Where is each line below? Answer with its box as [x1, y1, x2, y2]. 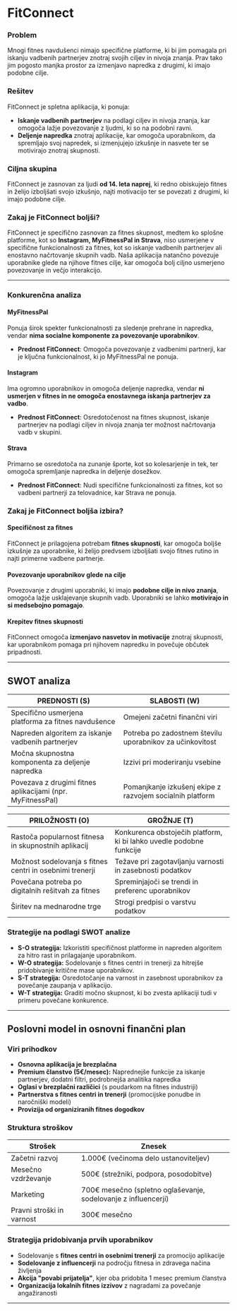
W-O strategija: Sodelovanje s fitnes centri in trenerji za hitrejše [17, 959, 204, 967]
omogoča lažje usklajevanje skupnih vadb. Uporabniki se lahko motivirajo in [7, 593, 229, 602]
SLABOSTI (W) [149, 696, 200, 706]
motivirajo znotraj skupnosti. [17, 146, 100, 155]
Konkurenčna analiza [7, 290, 82, 300]
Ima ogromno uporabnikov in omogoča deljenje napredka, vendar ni [7, 384, 205, 393]
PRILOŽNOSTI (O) [29, 816, 90, 826]
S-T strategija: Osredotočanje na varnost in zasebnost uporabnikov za [17, 973, 224, 982]
